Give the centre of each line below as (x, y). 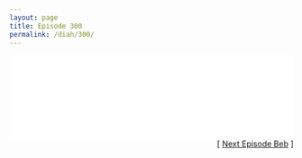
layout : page (34, 18)
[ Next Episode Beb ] (255, 144)
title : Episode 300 (46, 26)
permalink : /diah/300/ (52, 34)
